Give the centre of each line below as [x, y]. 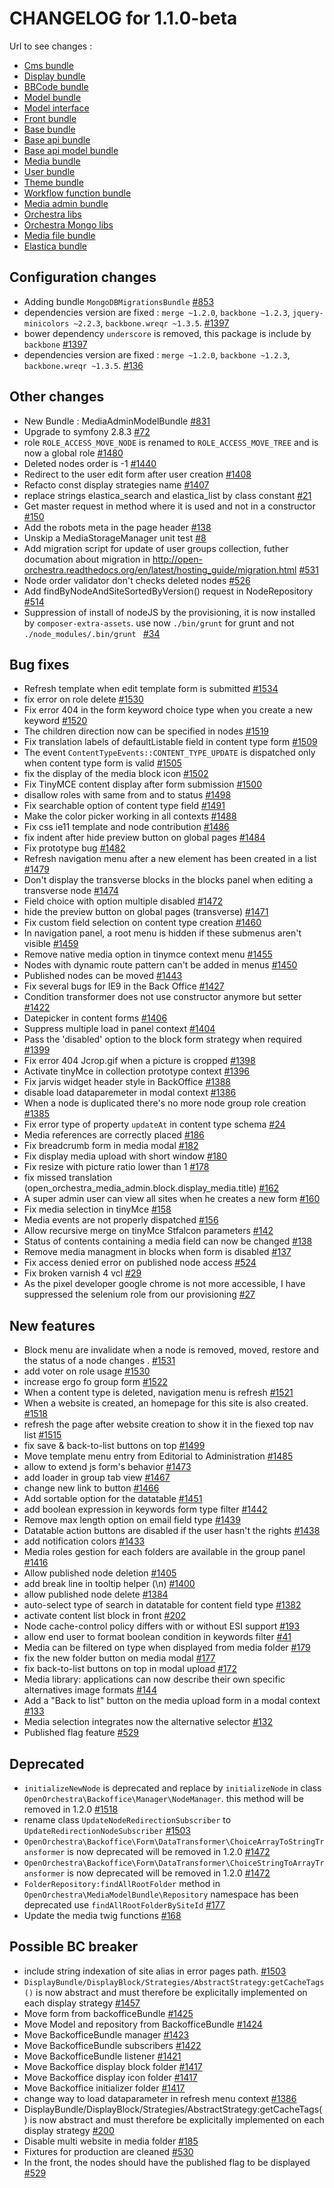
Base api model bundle [71, 150]
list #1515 [42, 1435]
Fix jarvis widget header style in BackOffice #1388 [127, 1082]
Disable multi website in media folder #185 [111, 2141]
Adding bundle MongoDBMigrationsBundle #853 [119, 301]
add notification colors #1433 [84, 1541]
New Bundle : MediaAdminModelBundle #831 [117, 421]
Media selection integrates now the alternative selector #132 [148, 1722]
